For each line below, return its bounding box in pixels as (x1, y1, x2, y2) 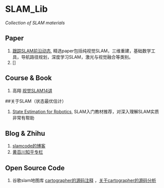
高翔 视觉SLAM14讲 (12, 87, 53, 93)
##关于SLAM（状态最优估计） (5, 98, 66, 104)
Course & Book (5, 74, 52, 82)
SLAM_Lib (5, 3, 48, 15)
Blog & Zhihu (5, 129, 46, 138)
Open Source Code (5, 164, 65, 172)
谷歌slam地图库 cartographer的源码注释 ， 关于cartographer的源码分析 (12, 178, 157, 184)
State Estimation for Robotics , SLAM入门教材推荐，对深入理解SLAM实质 (12, 109, 160, 114)
